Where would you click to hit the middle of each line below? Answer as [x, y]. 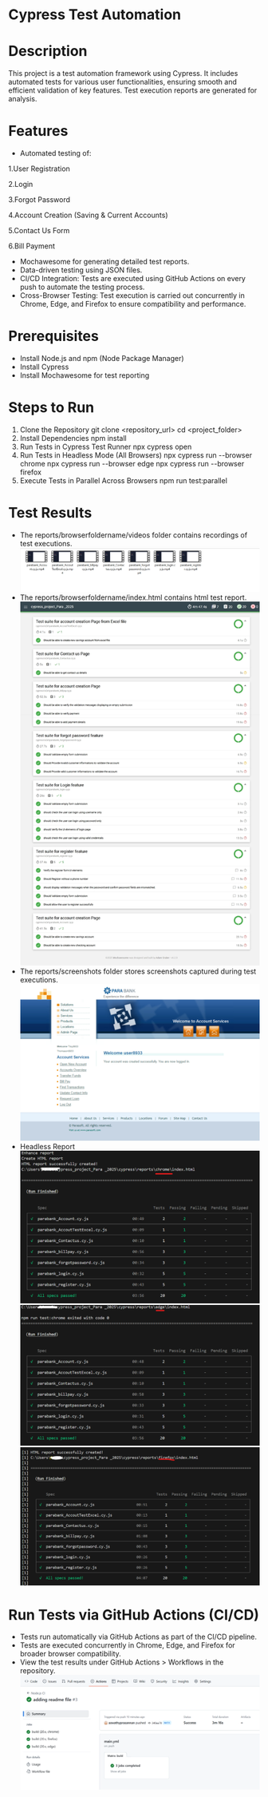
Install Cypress [44, 367]
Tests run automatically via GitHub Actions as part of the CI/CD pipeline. [138, 1637]
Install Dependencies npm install [73, 438]
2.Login [21, 184]
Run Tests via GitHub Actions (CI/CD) [134, 1615]
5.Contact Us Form [39, 231]
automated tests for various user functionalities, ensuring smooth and [122, 82]
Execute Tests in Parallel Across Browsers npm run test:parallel [123, 480]
